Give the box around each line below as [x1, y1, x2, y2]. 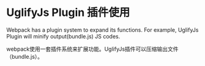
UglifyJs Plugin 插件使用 [6, 5, 130, 20]
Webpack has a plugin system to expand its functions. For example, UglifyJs [6, 26, 199, 34]
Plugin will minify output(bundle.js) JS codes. [6, 32, 121, 40]
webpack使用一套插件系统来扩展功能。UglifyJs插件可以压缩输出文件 [6, 45, 179, 53]
